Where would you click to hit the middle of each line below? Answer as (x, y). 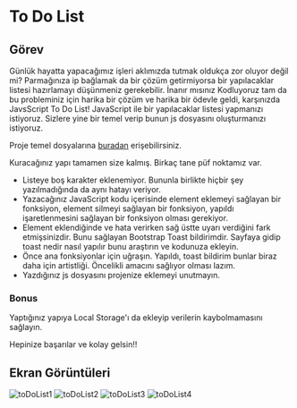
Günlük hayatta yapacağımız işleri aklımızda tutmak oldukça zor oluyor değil (149, 71)
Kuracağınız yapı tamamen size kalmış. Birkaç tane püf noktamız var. (136, 162)
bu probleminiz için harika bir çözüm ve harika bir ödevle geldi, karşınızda (144, 99)
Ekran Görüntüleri (60, 373)
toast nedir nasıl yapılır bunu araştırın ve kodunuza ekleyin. (130, 246)
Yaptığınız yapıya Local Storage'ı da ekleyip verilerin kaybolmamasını (136, 318)
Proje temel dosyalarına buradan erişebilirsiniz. (95, 145)
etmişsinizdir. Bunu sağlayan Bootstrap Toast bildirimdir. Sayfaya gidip (151, 237)
